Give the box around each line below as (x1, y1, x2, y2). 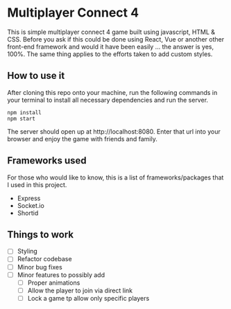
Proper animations (27, 279, 80, 287)
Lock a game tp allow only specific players (27, 294, 150, 302)
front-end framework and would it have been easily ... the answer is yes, (7, 42, 214, 51)
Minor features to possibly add (17, 270, 105, 279)
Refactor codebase (17, 255, 72, 263)
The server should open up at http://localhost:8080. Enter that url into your (7, 127, 221, 136)
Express (17, 194, 41, 202)
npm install (7, 109, 42, 116)
